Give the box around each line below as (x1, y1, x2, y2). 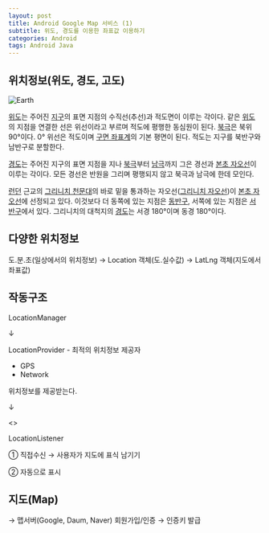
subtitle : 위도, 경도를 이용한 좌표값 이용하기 (8, 27, 145, 35)
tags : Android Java (8, 42, 74, 50)
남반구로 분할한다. (8, 141, 65, 151)
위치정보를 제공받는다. (8, 386, 78, 396)
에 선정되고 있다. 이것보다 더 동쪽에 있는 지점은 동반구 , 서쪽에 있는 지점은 (21, 196, 248, 206)
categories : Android (8, 34, 78, 43)
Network (19, 369, 50, 379)
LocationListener (8, 433, 64, 443)
